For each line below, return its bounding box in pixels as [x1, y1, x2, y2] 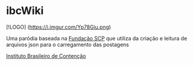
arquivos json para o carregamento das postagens [6, 41, 129, 48]
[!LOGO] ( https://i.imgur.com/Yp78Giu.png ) [6, 23, 111, 30]
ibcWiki [6, 4, 44, 18]
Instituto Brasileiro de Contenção [6, 52, 86, 59]
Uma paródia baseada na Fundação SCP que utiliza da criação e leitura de [6, 35, 188, 42]
